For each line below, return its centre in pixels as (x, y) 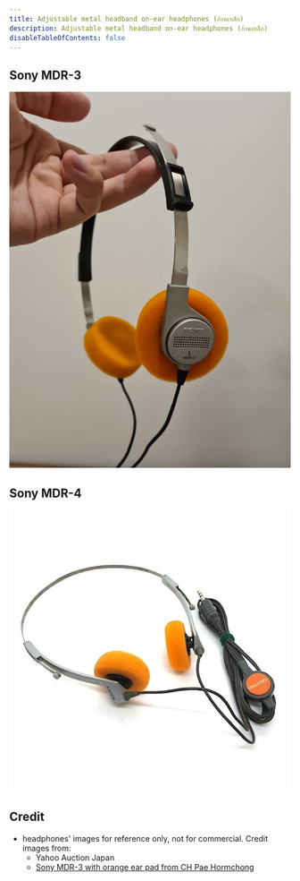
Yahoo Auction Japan (75, 857)
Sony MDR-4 (46, 493)
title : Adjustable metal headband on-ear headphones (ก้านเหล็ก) (127, 19)
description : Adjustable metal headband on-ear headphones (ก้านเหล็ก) (139, 28)
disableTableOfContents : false (67, 38)
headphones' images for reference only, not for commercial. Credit (145, 838)
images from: (46, 848)
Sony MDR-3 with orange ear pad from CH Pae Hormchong (145, 867)
